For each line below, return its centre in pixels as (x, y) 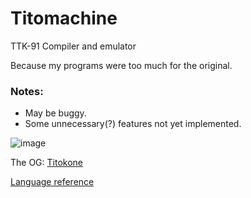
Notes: (27, 91)
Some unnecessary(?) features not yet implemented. (133, 124)
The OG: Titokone (47, 163)
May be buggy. (55, 113)
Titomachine (64, 18)
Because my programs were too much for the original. (121, 65)
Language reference (52, 182)
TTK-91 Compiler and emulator (73, 46)
